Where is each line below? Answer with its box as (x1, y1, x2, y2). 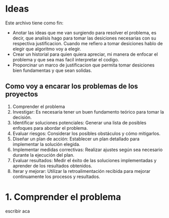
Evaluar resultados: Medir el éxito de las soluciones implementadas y (12, 157, 157, 163)
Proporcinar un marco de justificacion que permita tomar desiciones (12, 62, 155, 68)
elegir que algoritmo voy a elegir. (12, 46, 81, 52)
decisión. (12, 114, 32, 120)
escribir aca (5, 208, 30, 214)
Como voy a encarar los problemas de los (5, 82, 138, 91)
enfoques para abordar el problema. (12, 125, 88, 131)
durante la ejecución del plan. (12, 152, 74, 158)
